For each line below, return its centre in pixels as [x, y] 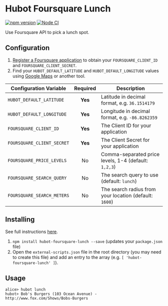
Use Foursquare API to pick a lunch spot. [47, 32]
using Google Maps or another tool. [49, 76]
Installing [20, 220]
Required [85, 88]
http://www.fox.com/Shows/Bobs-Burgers [47, 298]
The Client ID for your [126, 125]
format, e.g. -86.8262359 [129, 117]
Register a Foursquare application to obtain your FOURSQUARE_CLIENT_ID [85, 60]
